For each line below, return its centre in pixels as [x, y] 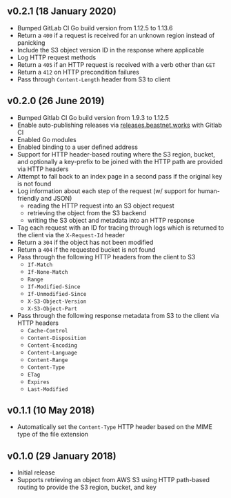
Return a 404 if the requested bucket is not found [86, 249]
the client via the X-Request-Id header [71, 235]
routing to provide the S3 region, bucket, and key [87, 487]
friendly [28, 198]
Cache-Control [48, 330]
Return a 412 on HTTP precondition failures [78, 72]
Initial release [36, 472]
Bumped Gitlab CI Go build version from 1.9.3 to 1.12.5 [93, 117]
